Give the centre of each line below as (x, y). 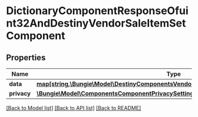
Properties (26, 57)
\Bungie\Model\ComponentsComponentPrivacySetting (115, 93)
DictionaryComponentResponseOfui (97, 11)
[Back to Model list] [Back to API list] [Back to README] (74, 108)
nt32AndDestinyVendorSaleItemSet (96, 23)
